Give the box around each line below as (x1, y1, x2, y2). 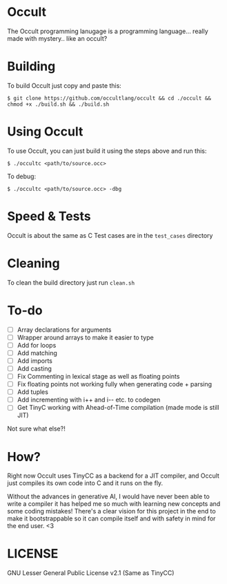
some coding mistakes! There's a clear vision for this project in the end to (7, 507, 216, 516)
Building (7, 59, 56, 75)
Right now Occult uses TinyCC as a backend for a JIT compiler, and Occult (7, 471, 219, 480)
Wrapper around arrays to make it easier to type (17, 333, 154, 341)
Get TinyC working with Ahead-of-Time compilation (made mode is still (17, 404, 219, 412)
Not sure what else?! (7, 424, 66, 433)
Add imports (17, 357, 53, 365)
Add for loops (17, 341, 57, 349)
